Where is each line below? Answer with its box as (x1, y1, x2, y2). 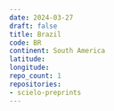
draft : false (9, 21, 58, 30)
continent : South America (9, 47, 105, 55)
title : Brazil (9, 30, 62, 38)
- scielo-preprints (9, 88, 82, 97)
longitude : (9, 64, 50, 73)
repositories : (9, 80, 62, 89)
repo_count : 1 (9, 72, 62, 81)
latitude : (9, 55, 46, 64)
